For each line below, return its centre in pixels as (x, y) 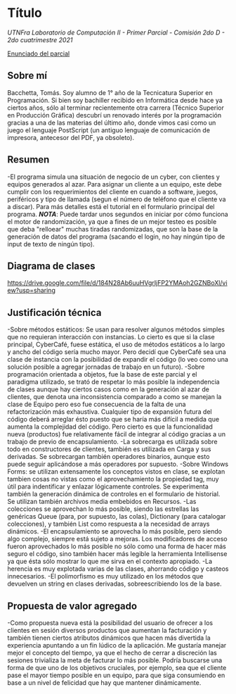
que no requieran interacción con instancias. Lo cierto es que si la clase (111, 337)
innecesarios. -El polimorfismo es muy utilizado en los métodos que (105, 576)
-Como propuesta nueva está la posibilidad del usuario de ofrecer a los (110, 623)
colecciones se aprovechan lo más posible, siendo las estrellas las (103, 509)
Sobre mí (27, 76)
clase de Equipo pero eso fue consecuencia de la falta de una (97, 404)
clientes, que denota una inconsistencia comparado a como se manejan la (114, 397)
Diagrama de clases (52, 266)
